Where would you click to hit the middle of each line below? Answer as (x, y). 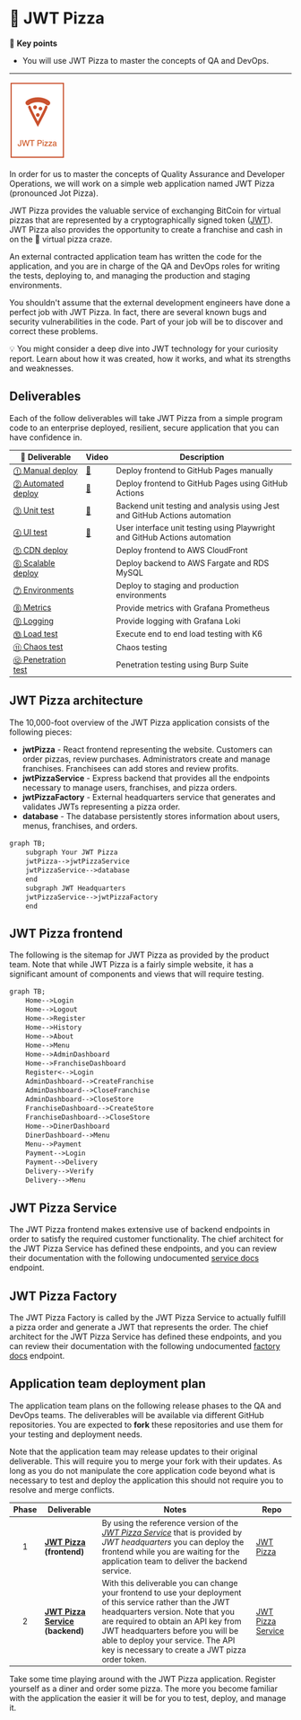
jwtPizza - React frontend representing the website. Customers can (147, 749)
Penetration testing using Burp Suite (182, 665)
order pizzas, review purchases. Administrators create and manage (146, 759)
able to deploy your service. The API (168, 1640)
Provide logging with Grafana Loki (178, 621)
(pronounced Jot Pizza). (54, 193)
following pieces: (41, 732)
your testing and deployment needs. (76, 1434)
